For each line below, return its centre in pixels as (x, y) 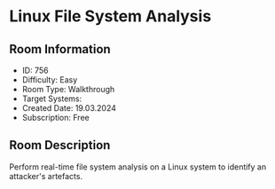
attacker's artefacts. (46, 176)
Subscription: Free (56, 118)
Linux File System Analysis (110, 16)
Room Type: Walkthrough (68, 89)
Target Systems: (52, 98)
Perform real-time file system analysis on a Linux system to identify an (138, 167)
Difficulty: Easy (50, 80)
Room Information (60, 49)
